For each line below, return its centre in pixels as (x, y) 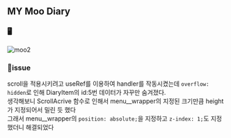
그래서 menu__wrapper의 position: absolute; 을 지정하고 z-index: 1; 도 (108, 118)
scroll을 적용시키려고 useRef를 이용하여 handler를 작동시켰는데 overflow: (109, 84)
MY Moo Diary (39, 11)
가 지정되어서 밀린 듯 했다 (42, 109)
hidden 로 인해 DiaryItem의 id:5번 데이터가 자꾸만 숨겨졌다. (87, 92)
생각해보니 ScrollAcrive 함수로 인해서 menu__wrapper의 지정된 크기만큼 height (115, 101)
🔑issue (19, 68)
